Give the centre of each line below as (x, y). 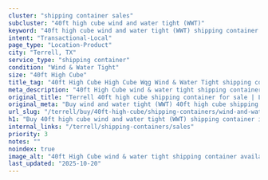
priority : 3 (28, 134)
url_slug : (25, 112)
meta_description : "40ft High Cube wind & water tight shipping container (135, 90)
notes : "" (25, 141)
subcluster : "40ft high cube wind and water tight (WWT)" (106, 23)
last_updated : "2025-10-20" (55, 164)
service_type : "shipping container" (69, 61)
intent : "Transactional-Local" (60, 38)
